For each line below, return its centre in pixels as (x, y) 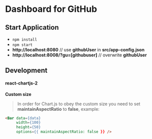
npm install (25, 40)
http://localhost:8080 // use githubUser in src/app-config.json (78, 50)
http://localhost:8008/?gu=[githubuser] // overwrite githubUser (79, 55)
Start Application (32, 27)
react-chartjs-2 (22, 83)
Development (26, 70)
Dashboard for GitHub (51, 9)
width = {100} (28, 123)
